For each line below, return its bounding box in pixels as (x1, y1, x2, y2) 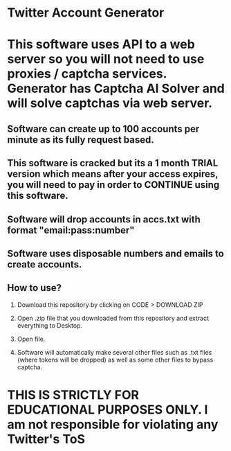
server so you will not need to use (7, 51, 205, 67)
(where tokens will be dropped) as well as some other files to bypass (17, 355, 214, 364)
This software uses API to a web (7, 37, 195, 53)
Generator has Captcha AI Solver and (7, 81, 225, 96)
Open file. (17, 335, 46, 343)
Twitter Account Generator (7, 5, 165, 21)
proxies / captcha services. (7, 66, 167, 82)
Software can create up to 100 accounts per (7, 123, 200, 134)
